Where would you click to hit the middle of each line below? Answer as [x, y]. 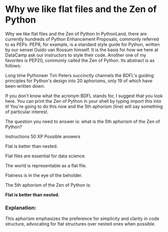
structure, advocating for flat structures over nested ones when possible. [80, 224]
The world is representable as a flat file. [46, 165]
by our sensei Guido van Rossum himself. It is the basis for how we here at [82, 50]
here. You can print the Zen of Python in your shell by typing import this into [83, 101]
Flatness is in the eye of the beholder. [44, 175]
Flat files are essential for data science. [45, 156]
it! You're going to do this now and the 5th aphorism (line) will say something [84, 106]
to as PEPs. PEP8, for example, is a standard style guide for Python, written [82, 44]
